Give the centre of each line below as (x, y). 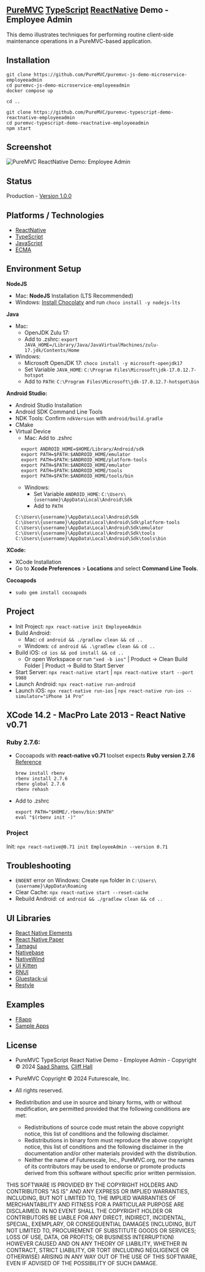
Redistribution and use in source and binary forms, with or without (99, 1102)
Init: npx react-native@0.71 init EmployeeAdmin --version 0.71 (87, 846)
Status (19, 181)
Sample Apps (32, 1026)
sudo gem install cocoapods (51, 592)
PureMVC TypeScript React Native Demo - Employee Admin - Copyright (106, 1060)
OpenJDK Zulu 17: (47, 332)
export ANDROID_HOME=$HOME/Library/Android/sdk (83, 449)
